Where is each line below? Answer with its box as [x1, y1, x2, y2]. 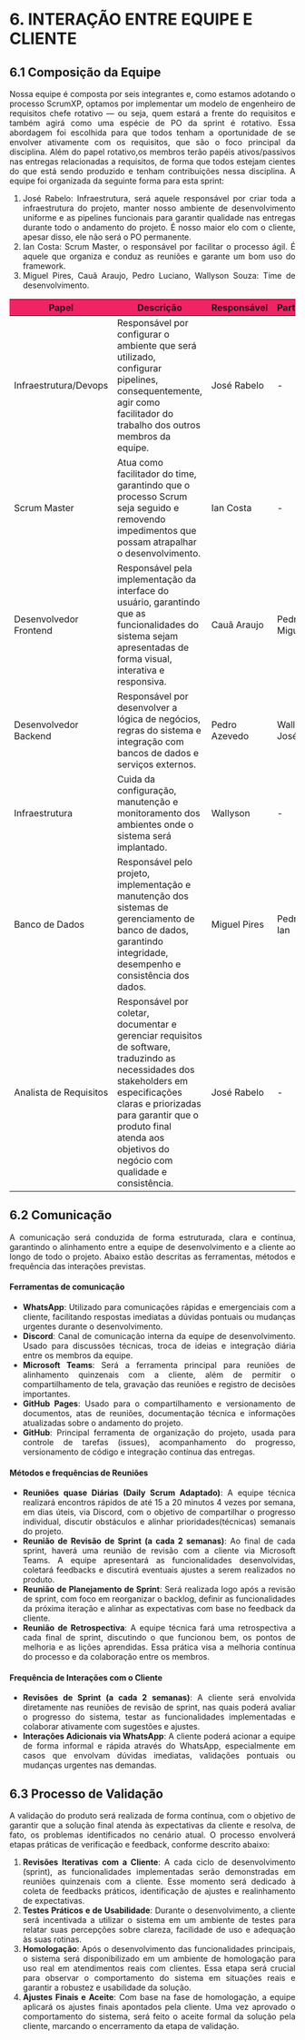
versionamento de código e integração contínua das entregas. [22, 1446, 256, 1457]
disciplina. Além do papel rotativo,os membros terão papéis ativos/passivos [9, 146, 296, 157]
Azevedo [211, 730, 250, 742]
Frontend [14, 625, 53, 636]
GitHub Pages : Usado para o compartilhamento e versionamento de [22, 1398, 296, 1409]
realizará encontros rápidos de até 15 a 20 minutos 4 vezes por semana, [22, 1497, 296, 1508]
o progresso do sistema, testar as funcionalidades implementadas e [22, 1711, 296, 1722]
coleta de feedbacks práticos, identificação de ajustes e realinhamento [22, 1886, 296, 1897]
